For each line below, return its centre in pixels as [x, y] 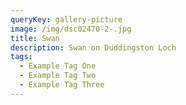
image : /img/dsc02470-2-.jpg [71, 29]
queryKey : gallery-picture [66, 19]
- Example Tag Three [62, 85]
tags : [21, 57]
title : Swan [35, 38]
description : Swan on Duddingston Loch [93, 47]
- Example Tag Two [58, 76]
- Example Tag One [58, 66]
